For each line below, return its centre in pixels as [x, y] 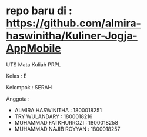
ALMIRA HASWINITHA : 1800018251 [58, 110]
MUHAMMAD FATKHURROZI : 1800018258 [66, 122]
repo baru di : [39, 11]
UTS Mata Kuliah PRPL [34, 64]
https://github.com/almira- [73, 23]
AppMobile [34, 49]
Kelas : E [16, 76]
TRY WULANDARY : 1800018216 [54, 116]
